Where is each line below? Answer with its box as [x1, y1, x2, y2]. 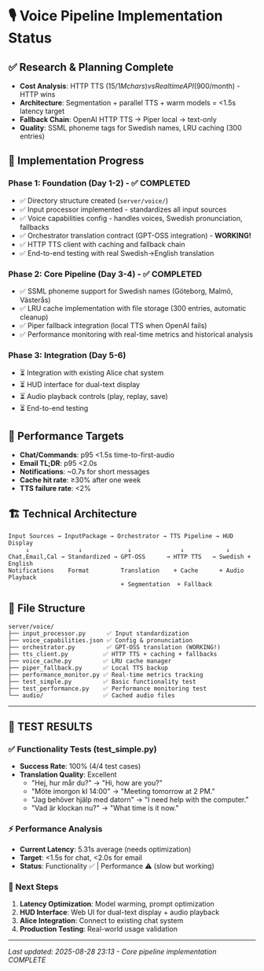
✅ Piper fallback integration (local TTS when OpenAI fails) [19, 320, 207, 330]
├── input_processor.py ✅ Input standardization [8, 629, 189, 637]
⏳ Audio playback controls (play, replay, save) [19, 392, 169, 401]
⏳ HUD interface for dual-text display [19, 380, 140, 390]
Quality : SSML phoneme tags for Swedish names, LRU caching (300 [19, 124, 242, 132]
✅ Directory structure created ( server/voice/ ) [19, 195, 169, 205]
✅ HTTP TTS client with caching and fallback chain [19, 239, 185, 249]
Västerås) [19, 295, 51, 305]
